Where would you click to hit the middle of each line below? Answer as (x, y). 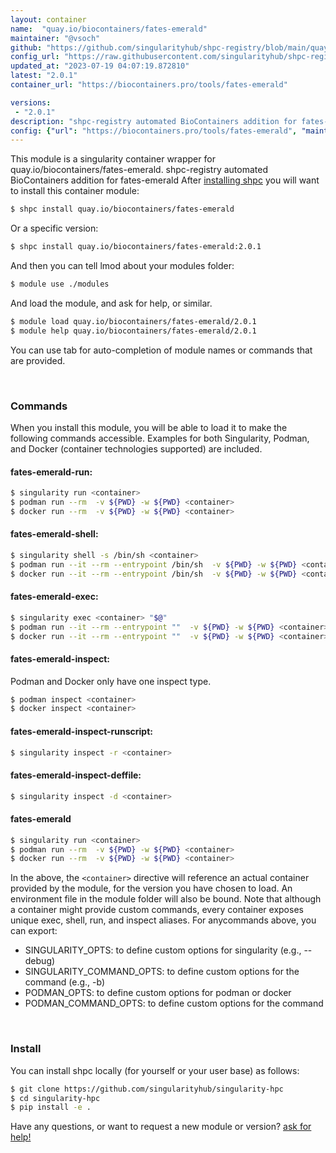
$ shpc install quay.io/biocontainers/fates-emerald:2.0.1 (136, 247)
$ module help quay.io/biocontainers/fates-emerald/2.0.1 (133, 331)
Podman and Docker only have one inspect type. (111, 681)
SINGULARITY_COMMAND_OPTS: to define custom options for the (162, 972)
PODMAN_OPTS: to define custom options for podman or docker (158, 993)
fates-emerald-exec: (54, 597)
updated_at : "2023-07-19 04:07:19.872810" (100, 66)
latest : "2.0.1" (44, 76)
